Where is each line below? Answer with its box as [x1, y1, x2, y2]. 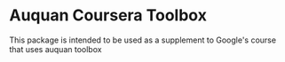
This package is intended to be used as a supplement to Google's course [9, 35, 277, 45]
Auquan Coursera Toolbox [9, 5, 207, 26]
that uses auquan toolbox [9, 43, 102, 54]
